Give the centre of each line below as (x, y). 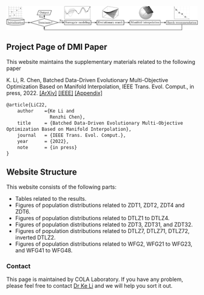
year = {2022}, (43, 141)
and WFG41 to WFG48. (44, 250)
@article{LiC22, (27, 105)
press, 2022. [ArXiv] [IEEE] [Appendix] (55, 93)
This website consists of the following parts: (62, 187)
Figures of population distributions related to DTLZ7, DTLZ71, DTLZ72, (102, 231)
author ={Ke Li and (46, 111)
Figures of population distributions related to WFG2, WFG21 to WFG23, (104, 244)
